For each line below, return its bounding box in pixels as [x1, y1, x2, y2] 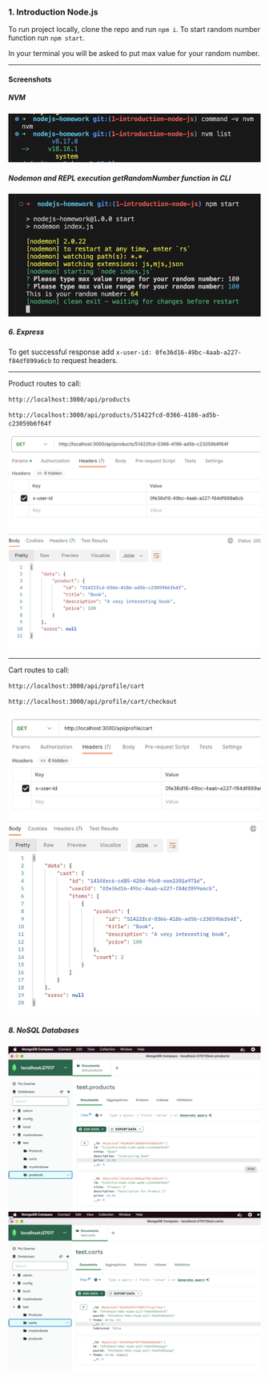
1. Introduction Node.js [8, 6, 98, 18]
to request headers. [53, 356, 118, 365]
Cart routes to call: [8, 665, 70, 675]
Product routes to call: [8, 379, 82, 389]
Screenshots [8, 75, 52, 84]
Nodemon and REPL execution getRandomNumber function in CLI [8, 173, 231, 183]
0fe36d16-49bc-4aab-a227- [155, 349, 242, 357]
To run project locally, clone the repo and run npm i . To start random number [8, 25, 260, 34]
